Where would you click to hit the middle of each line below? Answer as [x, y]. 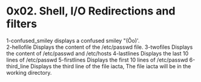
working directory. [29, 72]
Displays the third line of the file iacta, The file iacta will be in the [110, 66]
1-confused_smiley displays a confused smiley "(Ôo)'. [73, 40]
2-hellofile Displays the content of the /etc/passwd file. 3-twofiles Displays [100, 47]
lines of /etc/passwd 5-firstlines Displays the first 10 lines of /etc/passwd [97, 60]
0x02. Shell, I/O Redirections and [91, 11]
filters [22, 24]
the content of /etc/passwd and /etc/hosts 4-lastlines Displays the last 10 [97, 53]
